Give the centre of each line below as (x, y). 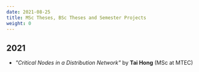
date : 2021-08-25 (28, 12)
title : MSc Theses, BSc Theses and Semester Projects (77, 18)
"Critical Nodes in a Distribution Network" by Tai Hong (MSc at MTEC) (104, 63)
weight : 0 (19, 23)
